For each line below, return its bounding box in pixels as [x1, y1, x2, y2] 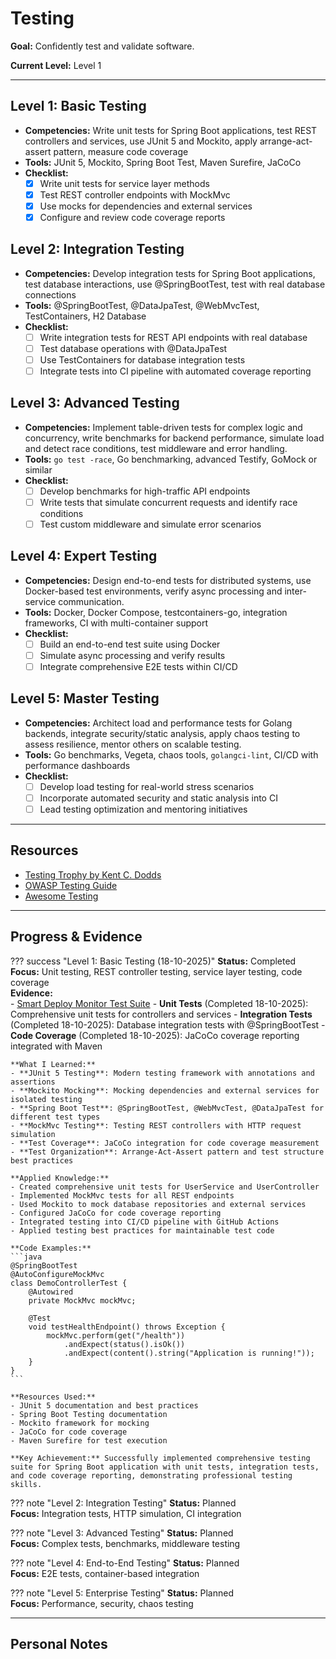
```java [10, 1252, 43, 1262]
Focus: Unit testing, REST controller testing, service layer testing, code [10, 965, 303, 977]
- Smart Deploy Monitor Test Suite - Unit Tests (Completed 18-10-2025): [10, 997, 309, 1009]
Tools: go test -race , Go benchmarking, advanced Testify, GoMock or [24, 453, 318, 465]
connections [24, 288, 77, 301]
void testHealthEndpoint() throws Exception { [28, 1322, 226, 1332]
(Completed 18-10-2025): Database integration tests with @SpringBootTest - [10, 1018, 326, 1031]
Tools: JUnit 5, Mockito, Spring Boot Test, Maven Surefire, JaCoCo [24, 156, 302, 168]
